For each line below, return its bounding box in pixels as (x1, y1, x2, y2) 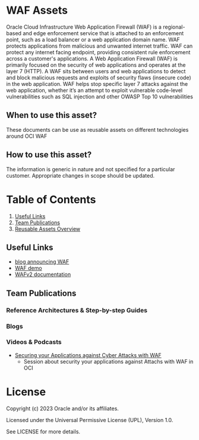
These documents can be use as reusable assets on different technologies (6, 126, 189, 133)
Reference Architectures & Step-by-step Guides (6, 306, 147, 314)
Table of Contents (6, 193, 96, 206)
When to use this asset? (6, 110, 97, 120)
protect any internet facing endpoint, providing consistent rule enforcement (6, 48, 191, 55)
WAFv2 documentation (14, 271, 71, 278)
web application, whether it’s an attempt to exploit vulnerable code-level (6, 86, 183, 94)
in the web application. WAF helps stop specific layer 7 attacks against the (6, 80, 188, 87)
